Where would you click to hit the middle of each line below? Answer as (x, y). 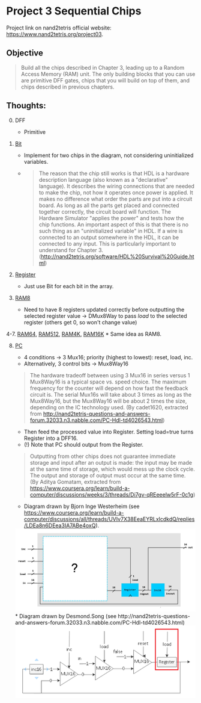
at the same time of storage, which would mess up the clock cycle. (112, 469)
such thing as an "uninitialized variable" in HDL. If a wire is (111, 231)
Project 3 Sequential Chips (74, 11)
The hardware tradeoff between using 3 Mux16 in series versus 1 (110, 375)
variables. (36, 161)
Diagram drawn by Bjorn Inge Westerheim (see (82, 506)
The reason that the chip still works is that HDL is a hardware (114, 173)
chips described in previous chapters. (67, 87)
